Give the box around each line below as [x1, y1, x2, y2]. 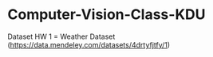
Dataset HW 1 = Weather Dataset [7, 32, 116, 41]
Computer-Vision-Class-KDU [7, 6, 206, 24]
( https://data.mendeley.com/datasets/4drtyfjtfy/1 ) [7, 40, 171, 49]
